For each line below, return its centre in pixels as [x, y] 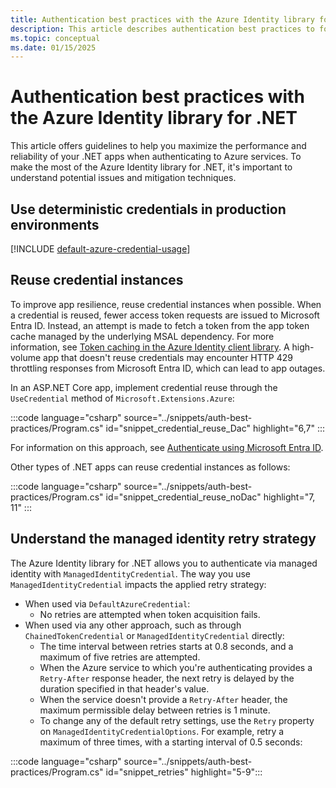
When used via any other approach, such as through [133, 625]
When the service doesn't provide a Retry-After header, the [163, 699]
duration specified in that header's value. [124, 688]
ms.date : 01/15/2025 [53, 47]
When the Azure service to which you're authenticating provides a [176, 667]
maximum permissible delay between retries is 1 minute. [155, 710]
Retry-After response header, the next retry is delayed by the [167, 678]
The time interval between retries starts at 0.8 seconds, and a [166, 646]
